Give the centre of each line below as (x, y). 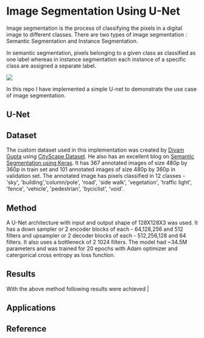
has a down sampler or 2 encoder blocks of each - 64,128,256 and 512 (95, 229)
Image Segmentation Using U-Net (93, 11)
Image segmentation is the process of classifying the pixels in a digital (94, 28)
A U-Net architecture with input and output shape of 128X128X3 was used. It (102, 222)
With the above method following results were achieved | (78, 289)
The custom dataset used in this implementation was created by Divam (95, 150)
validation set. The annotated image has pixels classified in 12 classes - (96, 176)
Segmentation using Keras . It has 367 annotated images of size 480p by (97, 163)
